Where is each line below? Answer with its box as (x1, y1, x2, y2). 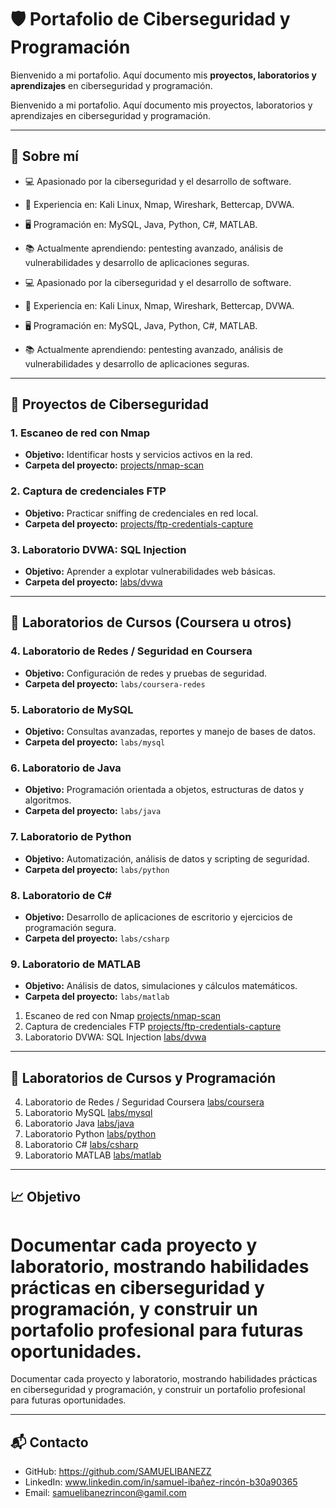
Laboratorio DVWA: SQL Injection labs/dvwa (24, 1031, 207, 1043)
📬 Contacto (10, 1434, 89, 1451)
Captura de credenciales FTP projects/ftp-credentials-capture (24, 1021, 282, 1033)
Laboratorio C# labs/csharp (24, 1139, 139, 1151)
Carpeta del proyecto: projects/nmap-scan (24, 459, 205, 471)
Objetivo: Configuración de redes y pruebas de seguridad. (24, 667, 268, 679)
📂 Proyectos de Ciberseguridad (10, 396, 209, 413)
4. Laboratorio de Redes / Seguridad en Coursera (10, 644, 253, 658)
